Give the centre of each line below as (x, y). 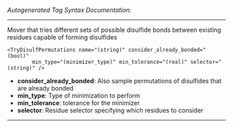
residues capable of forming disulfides (62, 37)
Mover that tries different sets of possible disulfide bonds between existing (114, 30)
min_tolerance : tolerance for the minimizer (78, 103)
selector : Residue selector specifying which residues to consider (110, 110)
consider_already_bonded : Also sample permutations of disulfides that (119, 81)
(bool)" (18, 56)
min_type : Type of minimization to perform (79, 95)
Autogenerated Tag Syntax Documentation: (69, 10)
